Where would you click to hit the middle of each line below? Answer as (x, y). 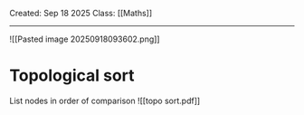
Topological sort (72, 76)
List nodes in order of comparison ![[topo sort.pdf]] (105, 101)
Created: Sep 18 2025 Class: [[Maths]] (81, 13)
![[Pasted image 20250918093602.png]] (85, 39)
